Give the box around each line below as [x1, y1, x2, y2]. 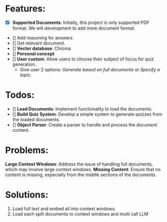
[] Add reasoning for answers [12, 35, 73, 40]
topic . [19, 72, 32, 78]
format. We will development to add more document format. [12, 25, 136, 31]
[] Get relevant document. [12, 40, 66, 46]
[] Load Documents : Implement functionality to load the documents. [12, 106, 153, 112]
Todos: [5, 89, 35, 101]
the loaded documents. [12, 116, 60, 122]
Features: [5, 3, 46, 14]
